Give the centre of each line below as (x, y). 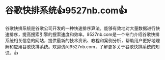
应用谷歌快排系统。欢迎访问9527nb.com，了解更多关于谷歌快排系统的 (84, 46)
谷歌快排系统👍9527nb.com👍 (66, 11)
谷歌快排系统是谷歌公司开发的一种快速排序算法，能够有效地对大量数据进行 (80, 28)
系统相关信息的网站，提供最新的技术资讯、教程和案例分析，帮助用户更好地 (80, 40)
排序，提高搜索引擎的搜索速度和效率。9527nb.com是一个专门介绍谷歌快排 (84, 34)
